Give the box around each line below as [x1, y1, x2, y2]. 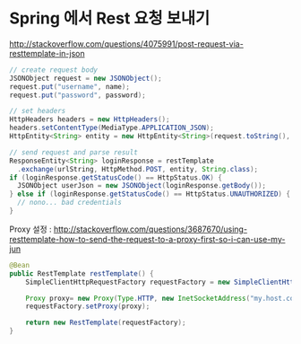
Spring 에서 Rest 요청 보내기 [9, 8, 211, 29]
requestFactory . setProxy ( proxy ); [25, 302, 150, 311]
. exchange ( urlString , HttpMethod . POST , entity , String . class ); [17, 164, 259, 173]
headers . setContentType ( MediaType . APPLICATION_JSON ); [9, 123, 215, 133]
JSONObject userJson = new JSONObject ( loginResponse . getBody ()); [17, 181, 267, 190]
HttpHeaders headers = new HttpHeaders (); [9, 115, 170, 124]
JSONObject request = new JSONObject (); [9, 74, 163, 83]
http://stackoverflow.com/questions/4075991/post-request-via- [9, 38, 244, 49]
